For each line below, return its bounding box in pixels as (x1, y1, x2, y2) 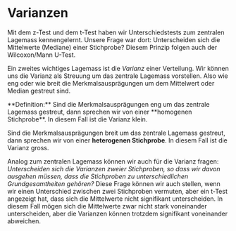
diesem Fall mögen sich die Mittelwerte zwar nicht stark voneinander (7, 202, 208, 210)
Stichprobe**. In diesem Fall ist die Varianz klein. (7, 114, 148, 124)
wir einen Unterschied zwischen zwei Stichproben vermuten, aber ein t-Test (7, 187, 228, 195)
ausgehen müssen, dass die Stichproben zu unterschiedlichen (7, 172, 189, 180)
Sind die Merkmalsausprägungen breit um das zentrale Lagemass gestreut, (7, 128, 225, 137)
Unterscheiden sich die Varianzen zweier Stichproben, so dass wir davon (7, 164, 221, 173)
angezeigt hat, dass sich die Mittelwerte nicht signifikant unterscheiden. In (7, 194, 223, 203)
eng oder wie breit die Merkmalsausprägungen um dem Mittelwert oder (7, 79, 215, 87)
